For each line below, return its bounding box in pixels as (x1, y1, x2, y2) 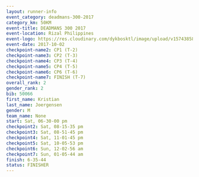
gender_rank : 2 (6, 86, 44, 91)
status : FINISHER (6, 162, 49, 168)
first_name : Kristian (6, 96, 60, 102)
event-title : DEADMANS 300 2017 (6, 25, 86, 31)
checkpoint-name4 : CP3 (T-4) (6, 58, 78, 64)
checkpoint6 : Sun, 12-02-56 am (6, 146, 84, 152)
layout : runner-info (6, 8, 57, 15)
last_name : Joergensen (6, 101, 62, 108)
